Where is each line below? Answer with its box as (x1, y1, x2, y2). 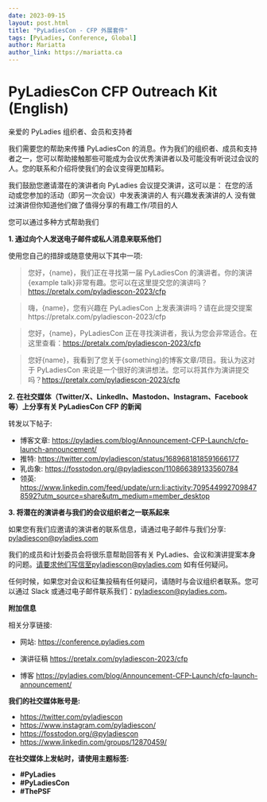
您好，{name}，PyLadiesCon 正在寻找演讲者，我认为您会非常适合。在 (27, 328, 258, 337)
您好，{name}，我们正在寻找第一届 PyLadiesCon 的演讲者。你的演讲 (27, 268, 253, 277)
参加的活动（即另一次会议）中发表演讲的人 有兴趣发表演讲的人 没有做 (29, 190, 256, 199)
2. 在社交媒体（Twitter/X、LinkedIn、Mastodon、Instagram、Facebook (8, 391, 249, 401)
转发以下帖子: (8, 418, 53, 428)
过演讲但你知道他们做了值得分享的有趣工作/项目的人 (8, 200, 179, 210)
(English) (8, 100, 69, 118)
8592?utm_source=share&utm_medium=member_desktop (19, 491, 211, 500)
